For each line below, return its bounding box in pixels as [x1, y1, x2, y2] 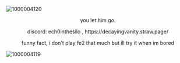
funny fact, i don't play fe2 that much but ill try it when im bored [21, 40, 175, 46]
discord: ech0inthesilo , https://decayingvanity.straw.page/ [27, 28, 169, 35]
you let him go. [80, 17, 116, 23]
